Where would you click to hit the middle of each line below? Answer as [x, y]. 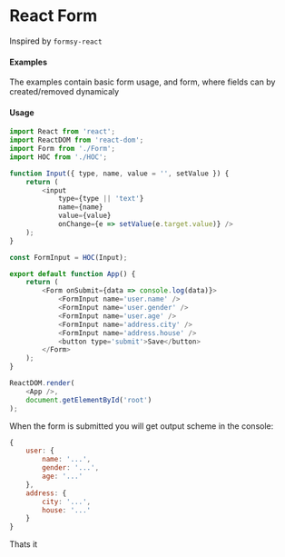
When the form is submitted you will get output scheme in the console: [142, 426]
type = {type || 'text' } [101, 199]
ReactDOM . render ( [42, 383]
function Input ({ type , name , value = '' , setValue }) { [119, 174]
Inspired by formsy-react [56, 41]
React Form [54, 16]
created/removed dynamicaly [64, 92]
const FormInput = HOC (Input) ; [69, 257]
